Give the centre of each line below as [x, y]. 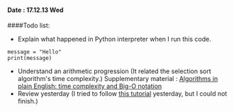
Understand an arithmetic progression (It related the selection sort [114, 71]
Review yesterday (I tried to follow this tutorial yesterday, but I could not [122, 94]
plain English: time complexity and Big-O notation [90, 86]
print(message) [30, 58]
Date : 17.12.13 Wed [35, 10]
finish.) [28, 101]
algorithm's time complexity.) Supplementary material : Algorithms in [118, 79]
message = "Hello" [34, 52]
